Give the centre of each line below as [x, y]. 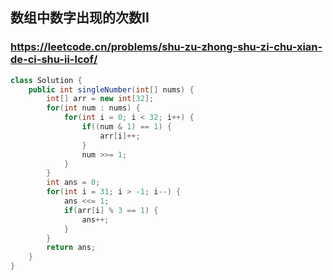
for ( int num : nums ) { [93, 108]
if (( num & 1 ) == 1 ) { [126, 127]
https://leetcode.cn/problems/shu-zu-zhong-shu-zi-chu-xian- [166, 47]
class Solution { [46, 80]
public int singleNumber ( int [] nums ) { [111, 89]
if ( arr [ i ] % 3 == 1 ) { [111, 210]
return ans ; [71, 248]
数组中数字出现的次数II [80, 18]
